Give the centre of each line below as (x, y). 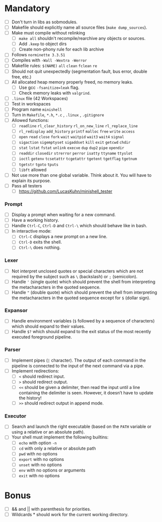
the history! (30, 398)
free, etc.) (22, 77)
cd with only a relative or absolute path (57, 448)
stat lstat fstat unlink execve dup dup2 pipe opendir (72, 148)
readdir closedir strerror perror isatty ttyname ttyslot (76, 153)
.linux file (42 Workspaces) (40, 98)
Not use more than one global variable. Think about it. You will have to (81, 175)
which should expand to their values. (48, 326)
